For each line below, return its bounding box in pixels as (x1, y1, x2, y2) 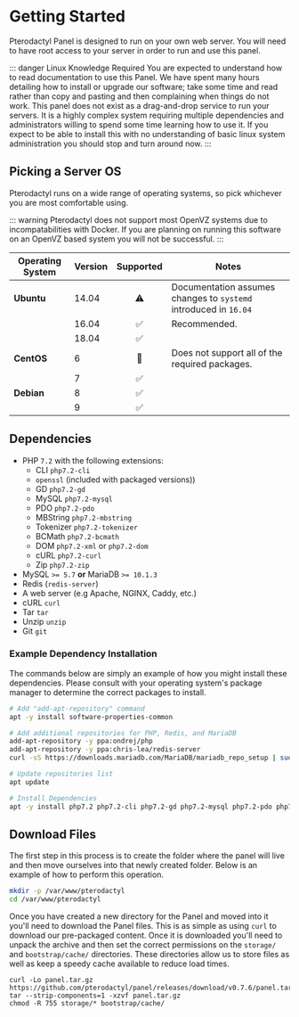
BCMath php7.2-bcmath (35, 530, 120, 541)
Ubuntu (13, 291, 46, 304)
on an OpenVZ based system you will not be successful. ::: (9, 234, 224, 244)
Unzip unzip (21, 616, 67, 627)
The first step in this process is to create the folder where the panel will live (9, 850, 285, 861)
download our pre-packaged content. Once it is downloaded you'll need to (9, 930, 283, 941)
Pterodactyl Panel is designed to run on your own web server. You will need (9, 36, 287, 46)
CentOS (13, 352, 47, 365)
